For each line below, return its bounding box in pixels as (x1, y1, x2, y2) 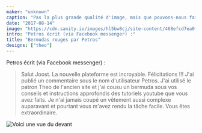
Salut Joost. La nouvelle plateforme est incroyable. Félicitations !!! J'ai (20, 70, 194, 78)
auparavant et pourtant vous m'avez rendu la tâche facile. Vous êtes (20, 102, 191, 110)
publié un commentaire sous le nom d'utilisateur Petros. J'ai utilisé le (20, 76, 191, 84)
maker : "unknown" (6, 8, 50, 15)
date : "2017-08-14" (6, 20, 55, 26)
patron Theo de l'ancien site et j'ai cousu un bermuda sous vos (20, 83, 177, 90)
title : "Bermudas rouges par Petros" (6, 37, 101, 43)
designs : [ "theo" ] (6, 43, 52, 49)
